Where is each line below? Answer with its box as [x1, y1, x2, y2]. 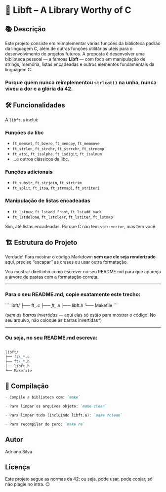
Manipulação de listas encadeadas [5, 197, 90, 204]
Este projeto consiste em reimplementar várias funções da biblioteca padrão [5, 41, 161, 46]
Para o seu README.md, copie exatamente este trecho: [5, 291, 141, 298]
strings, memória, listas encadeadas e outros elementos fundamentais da [5, 61, 155, 67]
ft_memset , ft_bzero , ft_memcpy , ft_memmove [12, 141, 100, 147]
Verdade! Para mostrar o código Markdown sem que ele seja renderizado [5, 254, 156, 260]
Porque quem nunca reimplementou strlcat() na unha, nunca [5, 79, 157, 86]
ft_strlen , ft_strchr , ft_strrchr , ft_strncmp [12, 146, 104, 151]
